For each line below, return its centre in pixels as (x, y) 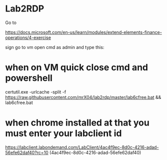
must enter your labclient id (63, 133)
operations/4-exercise (28, 37)
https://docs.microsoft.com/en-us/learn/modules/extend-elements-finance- (84, 32)
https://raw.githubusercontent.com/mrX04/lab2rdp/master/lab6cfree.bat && (83, 97)
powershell (29, 78)
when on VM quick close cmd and (77, 67)
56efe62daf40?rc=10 (27, 152)
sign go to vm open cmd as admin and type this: (55, 47)
